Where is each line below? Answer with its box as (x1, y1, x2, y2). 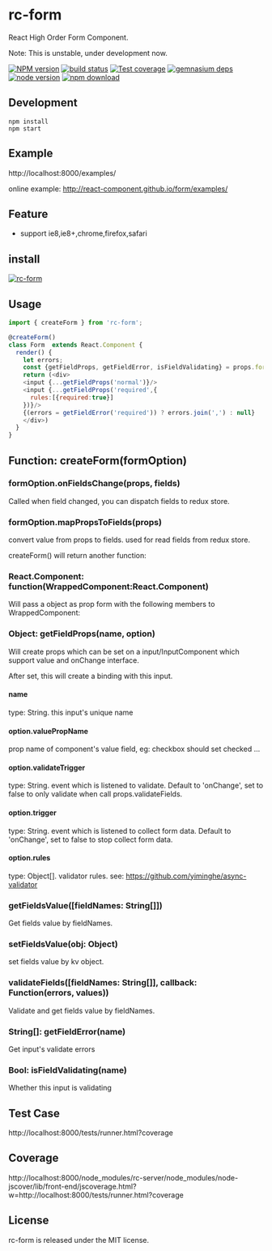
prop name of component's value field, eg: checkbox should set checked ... (8, 744, 261, 754)
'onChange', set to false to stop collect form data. (8, 835, 173, 844)
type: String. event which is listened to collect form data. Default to (8, 826, 232, 835)
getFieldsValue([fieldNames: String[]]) (8, 899, 164, 911)
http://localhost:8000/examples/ (8, 168, 117, 177)
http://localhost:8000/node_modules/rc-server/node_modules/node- (8, 1172, 239, 1182)
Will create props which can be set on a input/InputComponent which (8, 647, 240, 656)
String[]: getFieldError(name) (8, 1026, 126, 1037)
